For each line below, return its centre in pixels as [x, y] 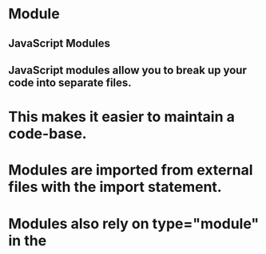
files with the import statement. [115, 187]
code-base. [48, 134]
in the [28, 240]
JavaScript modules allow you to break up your [128, 70]
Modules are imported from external [131, 170]
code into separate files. [70, 82]
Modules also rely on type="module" [134, 223]
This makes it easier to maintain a [122, 117]
